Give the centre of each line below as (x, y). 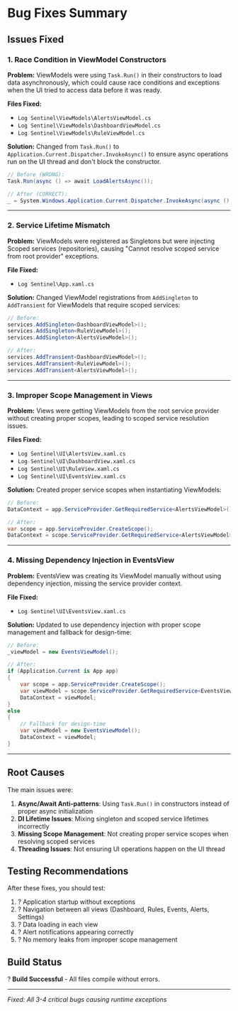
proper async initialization (55, 811)
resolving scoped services (56, 841)
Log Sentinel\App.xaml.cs (56, 284)
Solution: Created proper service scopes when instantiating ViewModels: (114, 490)
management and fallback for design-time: (70, 632)
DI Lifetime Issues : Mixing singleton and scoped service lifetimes (113, 818)
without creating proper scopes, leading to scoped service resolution (108, 418)
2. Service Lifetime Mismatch (59, 225)
